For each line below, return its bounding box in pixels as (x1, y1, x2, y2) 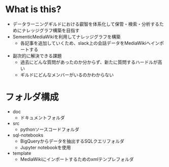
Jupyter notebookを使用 (20, 144, 71, 150)
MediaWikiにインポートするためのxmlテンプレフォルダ (20, 156, 134, 162)
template (12, 150, 31, 156)
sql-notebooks (12, 132, 44, 138)
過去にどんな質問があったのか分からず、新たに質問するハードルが (20, 59, 158, 65)
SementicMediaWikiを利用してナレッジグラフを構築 (12, 34, 121, 40)
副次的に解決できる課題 (12, 52, 62, 59)
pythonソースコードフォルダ (20, 126, 80, 132)
